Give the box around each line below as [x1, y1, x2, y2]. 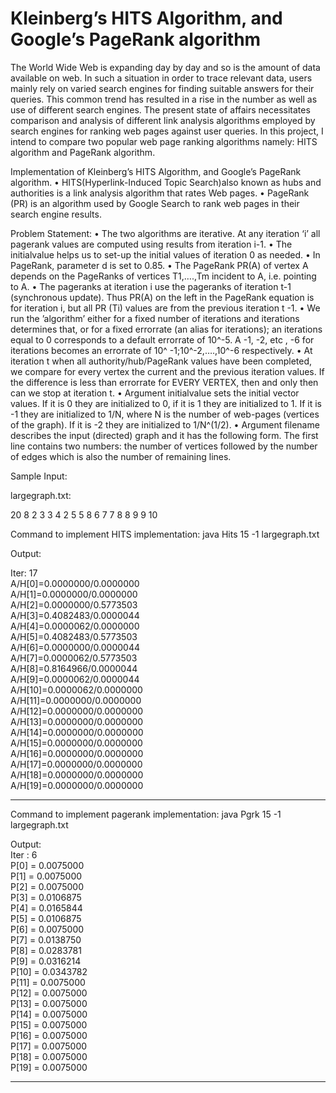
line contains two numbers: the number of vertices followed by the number [10, 440, 318, 452]
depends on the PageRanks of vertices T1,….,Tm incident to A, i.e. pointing [10, 270, 317, 282]
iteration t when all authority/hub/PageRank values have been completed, [10, 355, 313, 367]
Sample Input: [10, 470, 68, 482]
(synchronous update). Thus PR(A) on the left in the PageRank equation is [10, 291, 315, 303]
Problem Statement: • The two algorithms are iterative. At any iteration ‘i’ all [10, 227, 321, 239]
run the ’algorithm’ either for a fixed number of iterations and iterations [10, 312, 300, 324]
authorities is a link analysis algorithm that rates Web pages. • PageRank [10, 187, 310, 199]
